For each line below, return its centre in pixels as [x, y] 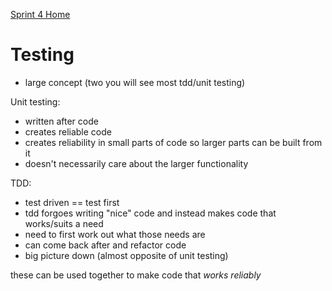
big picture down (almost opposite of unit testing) [126, 255]
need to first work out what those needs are [115, 234]
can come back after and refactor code [105, 245]
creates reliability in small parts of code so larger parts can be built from [173, 142]
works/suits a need [64, 223]
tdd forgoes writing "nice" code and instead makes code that [150, 213]
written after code [61, 121]
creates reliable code [68, 131]
